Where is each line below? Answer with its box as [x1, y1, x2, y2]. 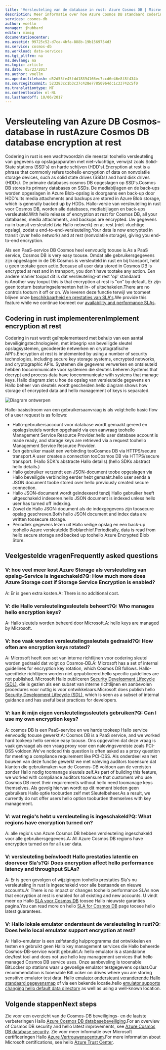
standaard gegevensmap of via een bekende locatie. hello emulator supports [5, 980, 161, 986]
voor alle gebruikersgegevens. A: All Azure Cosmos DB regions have [5, 835, 143, 842]
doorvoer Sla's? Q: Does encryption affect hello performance [5, 859, 154, 866]
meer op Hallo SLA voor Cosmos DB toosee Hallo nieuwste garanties [5, 898, 145, 904]
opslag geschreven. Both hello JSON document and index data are [12, 511, 147, 517]
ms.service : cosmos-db [5, 44, 52, 49]
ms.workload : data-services [5, 49, 63, 53]
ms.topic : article [5, 62, 43, 67]
